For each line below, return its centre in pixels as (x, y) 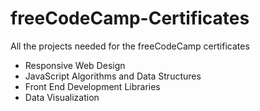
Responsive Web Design (75, 65)
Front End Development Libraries (92, 86)
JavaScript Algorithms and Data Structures (113, 76)
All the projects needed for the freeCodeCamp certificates (130, 46)
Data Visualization (62, 97)
